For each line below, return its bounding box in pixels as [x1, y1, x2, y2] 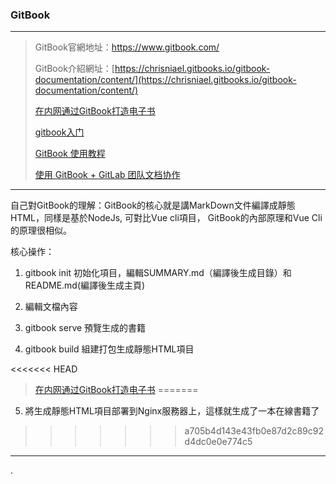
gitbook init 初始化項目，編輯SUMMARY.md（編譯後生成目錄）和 [24, 267, 292, 279]
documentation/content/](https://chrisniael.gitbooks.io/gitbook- [34, 74, 297, 86]
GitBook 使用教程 [34, 148, 106, 160]
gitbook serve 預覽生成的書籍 [24, 322, 147, 334]
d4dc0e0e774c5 [184, 436, 253, 448]
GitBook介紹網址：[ [34, 63, 115, 75]
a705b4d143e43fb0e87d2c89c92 [184, 425, 324, 437]
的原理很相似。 [10, 224, 72, 237]
